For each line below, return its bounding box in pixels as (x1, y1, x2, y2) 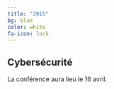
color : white (7, 23, 46, 30)
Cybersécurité (7, 56, 73, 68)
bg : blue (7, 17, 33, 24)
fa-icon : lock (7, 30, 50, 37)
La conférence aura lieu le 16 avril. (7, 75, 108, 83)
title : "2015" (7, 10, 50, 18)
